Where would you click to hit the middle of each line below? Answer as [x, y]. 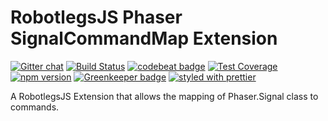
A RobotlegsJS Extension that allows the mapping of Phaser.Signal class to [164, 96]
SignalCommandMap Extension [144, 38]
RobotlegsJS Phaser [96, 17]
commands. [35, 107]
